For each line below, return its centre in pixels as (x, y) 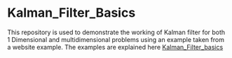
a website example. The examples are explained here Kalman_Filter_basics (115, 47)
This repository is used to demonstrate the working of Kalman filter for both (116, 32)
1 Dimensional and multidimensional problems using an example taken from (116, 39)
